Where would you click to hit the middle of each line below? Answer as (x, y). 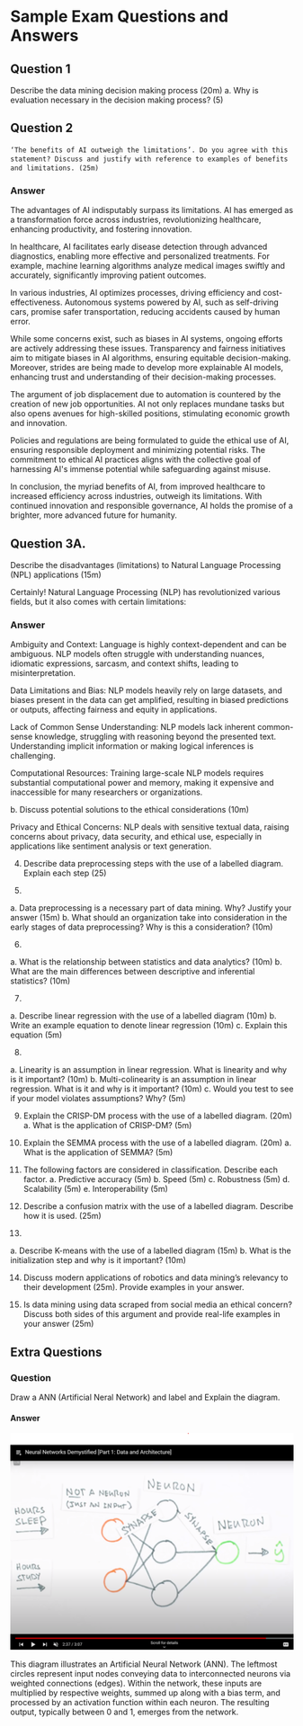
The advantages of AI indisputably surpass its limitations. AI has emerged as (152, 210)
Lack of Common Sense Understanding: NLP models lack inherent (133, 727)
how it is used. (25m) (62, 1216)
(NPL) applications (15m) (56, 574)
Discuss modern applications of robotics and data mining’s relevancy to (156, 1277)
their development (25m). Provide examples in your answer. (134, 1287)
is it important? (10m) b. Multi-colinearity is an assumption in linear (134, 1080)
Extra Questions (56, 1352)
